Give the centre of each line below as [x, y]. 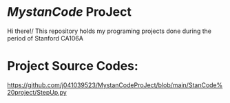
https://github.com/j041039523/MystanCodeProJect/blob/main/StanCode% [115, 85]
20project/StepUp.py [37, 92]
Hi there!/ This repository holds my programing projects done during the [109, 31]
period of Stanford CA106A [45, 38]
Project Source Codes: [73, 66]
